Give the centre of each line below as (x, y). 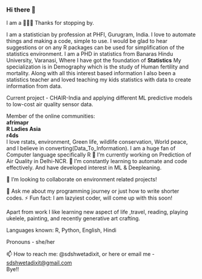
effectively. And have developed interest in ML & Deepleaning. (84, 168)
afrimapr (18, 123)
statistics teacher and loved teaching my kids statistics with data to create (99, 80)
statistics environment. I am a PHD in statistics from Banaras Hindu (90, 54)
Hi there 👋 (21, 10)
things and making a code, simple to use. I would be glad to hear (87, 41)
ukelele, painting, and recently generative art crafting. (73, 218)
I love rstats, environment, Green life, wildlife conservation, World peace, (97, 142)
